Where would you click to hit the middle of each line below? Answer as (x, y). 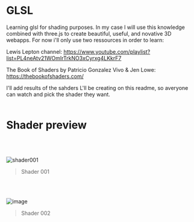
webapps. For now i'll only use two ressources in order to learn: (85, 40)
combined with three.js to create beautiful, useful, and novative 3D (89, 33)
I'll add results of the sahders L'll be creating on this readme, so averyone (97, 87)
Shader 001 (35, 171)
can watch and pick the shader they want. (58, 94)
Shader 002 (36, 213)
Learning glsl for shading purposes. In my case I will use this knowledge (95, 27)
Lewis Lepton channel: (34, 51)
